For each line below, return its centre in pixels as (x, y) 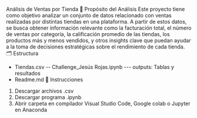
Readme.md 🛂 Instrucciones (49, 79)
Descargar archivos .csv (44, 91)
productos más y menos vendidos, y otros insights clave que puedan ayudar (98, 40)
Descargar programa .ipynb (48, 97)
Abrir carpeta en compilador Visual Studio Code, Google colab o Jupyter (102, 104)
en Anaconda (31, 110)
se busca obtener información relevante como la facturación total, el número (99, 28)
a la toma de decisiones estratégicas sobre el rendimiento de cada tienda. (96, 47)
